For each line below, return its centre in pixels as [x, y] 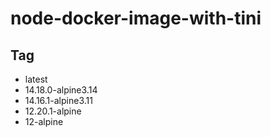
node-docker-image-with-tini [136, 18]
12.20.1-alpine [53, 111]
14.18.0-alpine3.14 [61, 90]
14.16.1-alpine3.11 [58, 100]
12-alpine [44, 121]
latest [36, 79]
